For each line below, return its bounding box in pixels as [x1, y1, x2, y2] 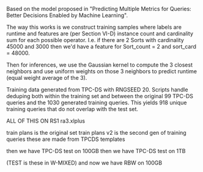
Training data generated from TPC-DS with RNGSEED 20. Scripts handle [6, 86, 188, 93]
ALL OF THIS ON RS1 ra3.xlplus [6, 117, 86, 124]
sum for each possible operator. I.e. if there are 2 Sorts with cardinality [6, 37, 185, 43]
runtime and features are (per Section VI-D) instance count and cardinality [6, 30, 194, 37]
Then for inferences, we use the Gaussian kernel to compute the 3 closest [6, 61, 193, 68]
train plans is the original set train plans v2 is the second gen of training [6, 129, 186, 136]
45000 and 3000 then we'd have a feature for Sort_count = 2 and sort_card [6, 43, 197, 50]
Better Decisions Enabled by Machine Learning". [6, 12, 128, 19]
